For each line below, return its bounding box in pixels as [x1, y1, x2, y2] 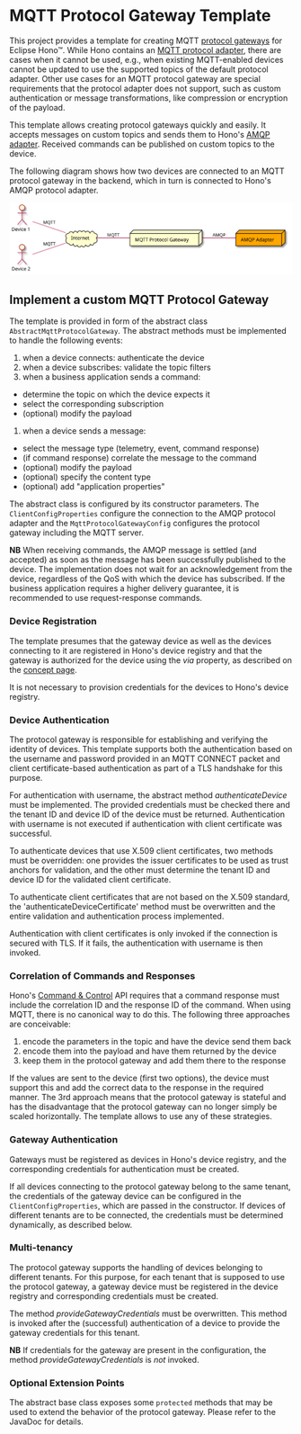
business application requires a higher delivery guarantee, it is [9, 583, 240, 594]
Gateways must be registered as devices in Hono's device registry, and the [9, 1153, 288, 1165]
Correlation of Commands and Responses [9, 969, 196, 981]
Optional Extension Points [9, 1376, 125, 1389]
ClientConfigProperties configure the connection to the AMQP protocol [9, 508, 276, 519]
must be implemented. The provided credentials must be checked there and [9, 799, 290, 810]
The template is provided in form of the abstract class [9, 316, 208, 327]
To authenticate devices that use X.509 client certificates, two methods [9, 845, 274, 856]
